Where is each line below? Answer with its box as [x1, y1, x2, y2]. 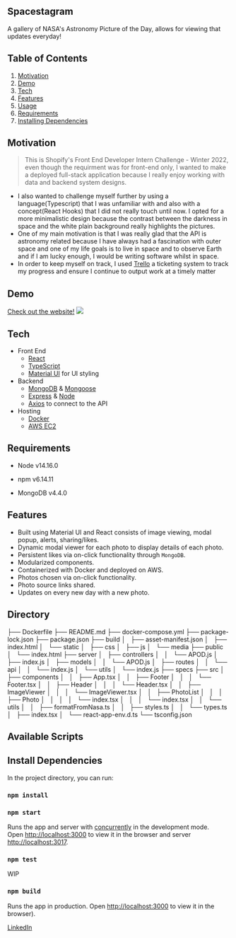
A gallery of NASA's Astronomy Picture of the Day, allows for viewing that [7, 24, 221, 33]
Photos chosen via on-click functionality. [17, 573, 136, 581]
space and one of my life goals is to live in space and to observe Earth [17, 244, 223, 253]
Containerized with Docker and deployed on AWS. [17, 566, 164, 574]
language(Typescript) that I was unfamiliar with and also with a [17, 200, 201, 208]
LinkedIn [7, 923, 33, 932]
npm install [7, 791, 49, 799]
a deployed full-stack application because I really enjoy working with [24, 171, 225, 179]
